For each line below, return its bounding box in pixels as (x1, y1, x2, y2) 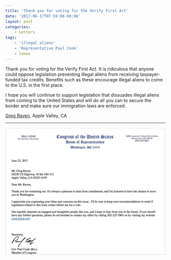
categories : (5, 24, 31, 30)
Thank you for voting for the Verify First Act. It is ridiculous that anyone (5, 66, 154, 72)
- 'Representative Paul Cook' (14, 46, 79, 51)
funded (5, 76, 21, 82)
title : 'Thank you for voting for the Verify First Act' (5, 8, 129, 13)
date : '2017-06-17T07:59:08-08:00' (5, 13, 81, 19)
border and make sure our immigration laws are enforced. (5, 102, 126, 109)
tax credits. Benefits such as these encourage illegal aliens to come (21, 76, 163, 82)
